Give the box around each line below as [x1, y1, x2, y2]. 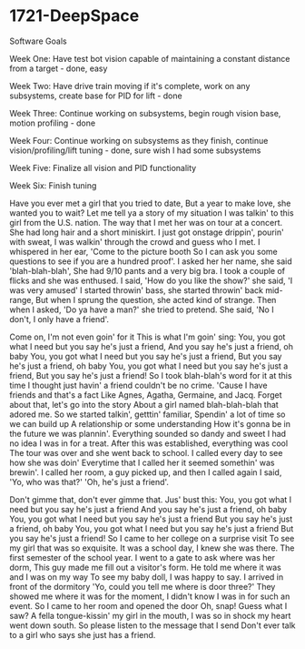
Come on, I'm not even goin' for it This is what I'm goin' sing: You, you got [9, 331, 286, 342]
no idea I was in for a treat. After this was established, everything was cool [9, 438, 289, 449]
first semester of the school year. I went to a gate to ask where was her [9, 552, 275, 563]
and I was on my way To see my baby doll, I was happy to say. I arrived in [9, 571, 284, 583]
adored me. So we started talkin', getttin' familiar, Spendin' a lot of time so [9, 409, 286, 420]
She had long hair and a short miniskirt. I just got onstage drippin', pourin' [9, 227, 284, 238]
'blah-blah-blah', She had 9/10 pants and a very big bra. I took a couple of [9, 265, 286, 276]
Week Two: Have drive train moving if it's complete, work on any [9, 80, 251, 91]
